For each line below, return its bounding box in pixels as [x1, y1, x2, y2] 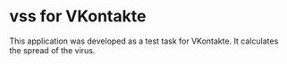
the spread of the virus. [9, 44, 96, 55]
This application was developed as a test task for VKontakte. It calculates [9, 36, 279, 46]
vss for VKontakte [9, 6, 147, 27]
